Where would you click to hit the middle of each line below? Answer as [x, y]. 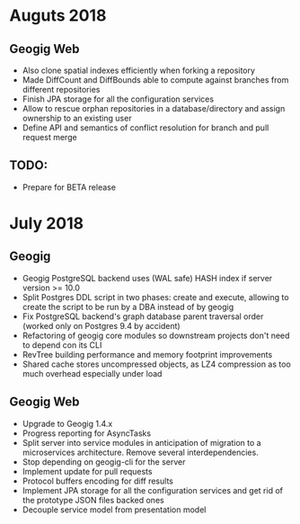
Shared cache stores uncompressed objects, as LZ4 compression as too [157, 364]
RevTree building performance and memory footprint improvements [147, 354]
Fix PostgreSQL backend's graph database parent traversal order [143, 316]
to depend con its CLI [62, 345]
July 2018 [46, 223]
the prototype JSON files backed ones [93, 500]
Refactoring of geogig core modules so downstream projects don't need [156, 335]
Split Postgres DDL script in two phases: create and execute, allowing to [155, 297]
